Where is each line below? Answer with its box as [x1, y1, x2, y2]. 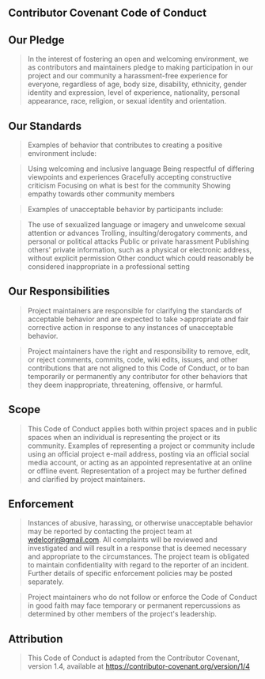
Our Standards [8, 119, 82, 133]
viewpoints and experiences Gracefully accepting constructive [27, 173, 232, 182]
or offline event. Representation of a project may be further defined [27, 466, 248, 476]
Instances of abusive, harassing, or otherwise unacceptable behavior [27, 518, 253, 528]
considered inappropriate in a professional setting [27, 262, 190, 271]
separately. [27, 577, 65, 586]
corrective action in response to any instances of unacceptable [27, 322, 234, 332]
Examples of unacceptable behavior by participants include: [27, 205, 224, 214]
